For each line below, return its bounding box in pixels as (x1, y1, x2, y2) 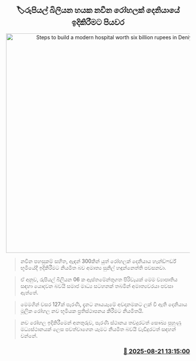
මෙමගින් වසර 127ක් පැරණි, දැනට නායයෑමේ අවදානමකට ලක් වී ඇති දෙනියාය (20, 301, 188, 308)
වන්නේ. (20, 332, 38, 339)
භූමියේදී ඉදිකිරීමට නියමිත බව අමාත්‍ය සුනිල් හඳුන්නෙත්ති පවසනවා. (20, 264, 166, 271)
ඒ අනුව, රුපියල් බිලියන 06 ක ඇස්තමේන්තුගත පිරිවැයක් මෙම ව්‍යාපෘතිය (20, 276, 178, 283)
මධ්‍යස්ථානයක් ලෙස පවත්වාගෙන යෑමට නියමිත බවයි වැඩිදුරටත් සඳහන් (20, 325, 176, 332)
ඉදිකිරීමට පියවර (71, 18, 125, 27)
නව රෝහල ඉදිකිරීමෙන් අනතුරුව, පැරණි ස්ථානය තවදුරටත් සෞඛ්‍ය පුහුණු (20, 319, 181, 326)
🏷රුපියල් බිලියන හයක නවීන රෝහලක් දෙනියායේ (16, 5, 180, 15)
